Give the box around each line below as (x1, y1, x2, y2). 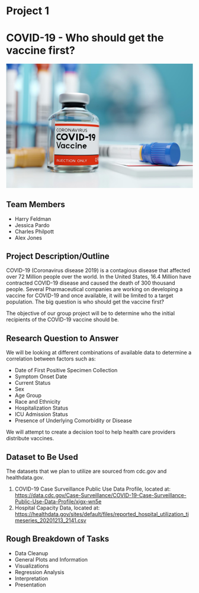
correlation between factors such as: (6, 355, 96, 362)
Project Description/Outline (6, 252, 110, 261)
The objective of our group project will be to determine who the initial (6, 310, 175, 317)
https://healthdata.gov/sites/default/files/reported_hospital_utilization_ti (14, 511, 190, 518)
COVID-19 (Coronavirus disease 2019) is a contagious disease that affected (6, 267, 191, 274)
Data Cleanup (14, 549, 49, 557)
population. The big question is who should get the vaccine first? (6, 298, 165, 305)
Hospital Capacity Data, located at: (14, 504, 100, 511)
